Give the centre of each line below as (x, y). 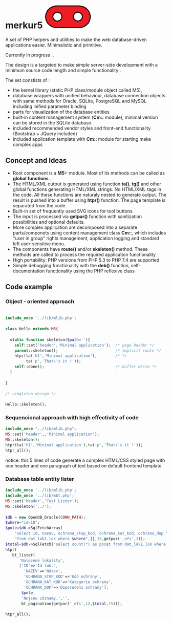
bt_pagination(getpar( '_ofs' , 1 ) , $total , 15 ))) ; (72, 604)
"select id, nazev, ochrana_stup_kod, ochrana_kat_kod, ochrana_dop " (91, 533)
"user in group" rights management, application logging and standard (86, 238)
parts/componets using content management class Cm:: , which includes (89, 232)
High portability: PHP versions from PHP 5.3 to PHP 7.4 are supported (86, 260)
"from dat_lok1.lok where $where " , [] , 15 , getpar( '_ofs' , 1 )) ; (80, 539)
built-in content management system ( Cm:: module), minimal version (85, 117)
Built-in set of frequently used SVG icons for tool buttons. (73, 211)
